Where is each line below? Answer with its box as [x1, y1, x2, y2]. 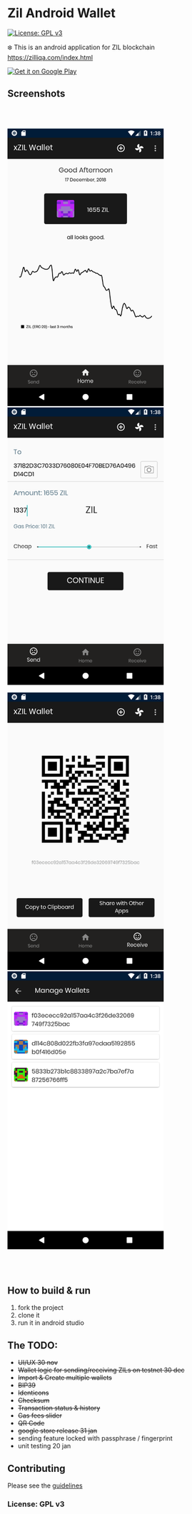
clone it [17, 1311, 40, 1320]
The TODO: [7, 1339, 59, 1351]
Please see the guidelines [7, 1481, 84, 1490]
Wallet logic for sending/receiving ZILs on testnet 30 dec [17, 1366, 185, 1375]
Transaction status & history [17, 1404, 101, 1413]
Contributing [7, 1462, 66, 1475]
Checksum [17, 1396, 50, 1405]
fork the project [17, 1303, 64, 1312]
